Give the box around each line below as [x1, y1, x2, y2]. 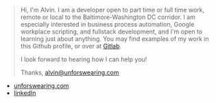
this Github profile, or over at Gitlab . [20, 42, 122, 50]
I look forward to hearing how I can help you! [20, 55, 147, 63]
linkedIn [13, 89, 36, 97]
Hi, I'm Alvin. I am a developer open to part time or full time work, [20, 6, 204, 14]
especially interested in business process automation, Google [20, 20, 195, 28]
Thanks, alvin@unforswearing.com [20, 68, 119, 76]
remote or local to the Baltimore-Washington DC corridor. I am [20, 13, 195, 21]
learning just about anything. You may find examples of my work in [20, 35, 209, 43]
